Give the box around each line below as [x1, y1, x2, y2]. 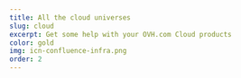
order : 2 [9, 55, 42, 64]
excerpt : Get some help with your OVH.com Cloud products [9, 30, 232, 39]
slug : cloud [9, 22, 54, 30]
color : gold [9, 38, 54, 48]
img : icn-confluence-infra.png [9, 47, 127, 56]
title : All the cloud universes [9, 13, 131, 22]
